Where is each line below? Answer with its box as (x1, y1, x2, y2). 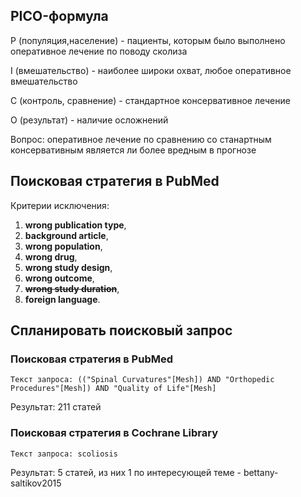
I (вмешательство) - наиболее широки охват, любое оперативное (10, 64, 292, 76)
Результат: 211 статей (10, 401, 102, 413)
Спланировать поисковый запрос (10, 322, 233, 339)
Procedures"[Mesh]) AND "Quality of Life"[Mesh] (10, 384, 217, 394)
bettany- (243, 466, 279, 478)
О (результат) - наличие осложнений (10, 114, 169, 126)
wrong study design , (24, 261, 113, 273)
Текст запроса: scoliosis (10, 449, 118, 459)
